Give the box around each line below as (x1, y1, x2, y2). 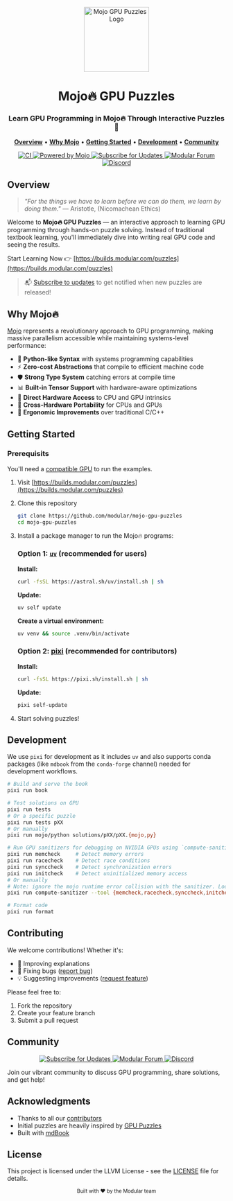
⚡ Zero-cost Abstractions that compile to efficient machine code (17, 362, 205, 371)
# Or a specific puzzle (7, 812, 76, 819)
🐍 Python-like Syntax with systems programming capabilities (17, 355, 193, 363)
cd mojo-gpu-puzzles (17, 518, 77, 526)
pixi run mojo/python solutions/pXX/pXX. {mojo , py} (7, 832, 157, 839)
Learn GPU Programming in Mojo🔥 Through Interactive (8, 114, 196, 123)
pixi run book (7, 787, 49, 794)
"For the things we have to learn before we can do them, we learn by (24, 198, 222, 206)
